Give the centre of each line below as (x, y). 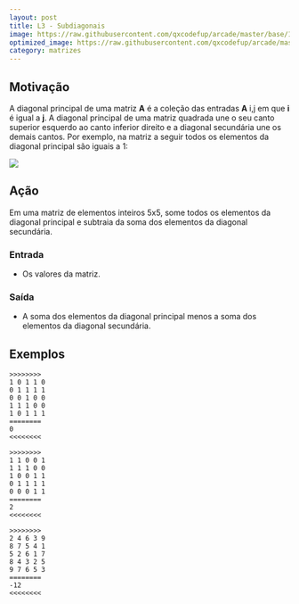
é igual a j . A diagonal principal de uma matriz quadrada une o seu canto (142, 118)
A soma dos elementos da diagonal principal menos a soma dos (139, 317)
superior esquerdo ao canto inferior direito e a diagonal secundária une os (145, 127)
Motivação (40, 87)
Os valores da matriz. (61, 274)
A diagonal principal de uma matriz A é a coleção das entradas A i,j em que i (149, 108)
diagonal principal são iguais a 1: (69, 146)
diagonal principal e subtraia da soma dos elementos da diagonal (129, 222)
